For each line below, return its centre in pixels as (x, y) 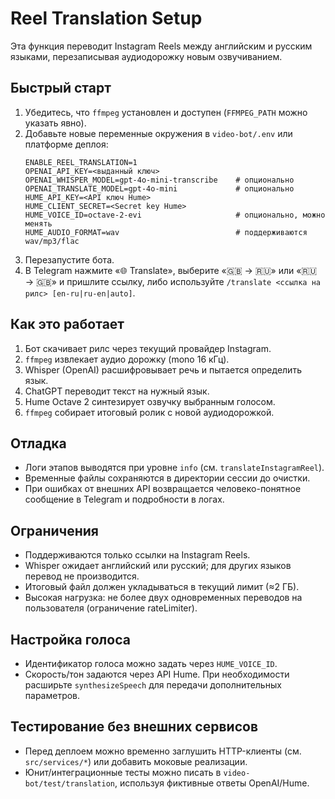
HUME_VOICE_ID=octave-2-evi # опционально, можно (175, 215)
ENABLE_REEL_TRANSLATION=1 (81, 162)
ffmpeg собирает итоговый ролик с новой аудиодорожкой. (149, 412)
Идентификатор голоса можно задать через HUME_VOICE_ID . (151, 663)
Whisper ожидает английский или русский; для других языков (158, 566)
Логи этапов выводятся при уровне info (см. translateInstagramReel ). (174, 468)
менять (38, 223)
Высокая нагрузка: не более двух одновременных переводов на (163, 598)
